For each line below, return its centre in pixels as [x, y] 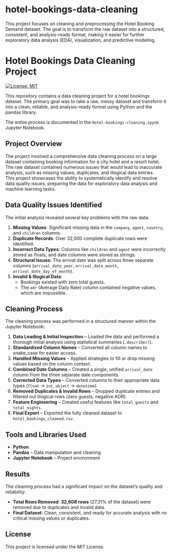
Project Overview [34, 144]
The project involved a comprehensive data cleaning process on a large [81, 156]
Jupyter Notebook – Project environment [56, 458]
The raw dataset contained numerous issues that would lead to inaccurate [84, 167]
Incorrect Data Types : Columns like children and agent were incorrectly [89, 249]
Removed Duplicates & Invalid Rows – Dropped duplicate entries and [86, 391]
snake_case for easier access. [45, 353]
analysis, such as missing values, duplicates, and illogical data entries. [80, 173]
